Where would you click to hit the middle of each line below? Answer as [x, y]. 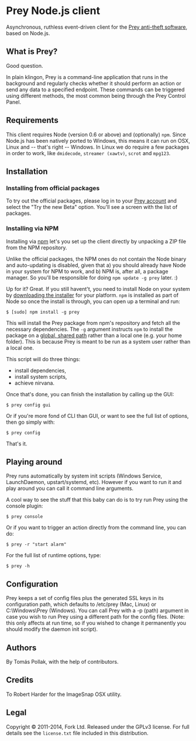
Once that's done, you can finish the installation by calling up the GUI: [90, 394]
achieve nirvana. [34, 383]
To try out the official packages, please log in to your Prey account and [92, 201]
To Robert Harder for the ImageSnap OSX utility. [64, 694]
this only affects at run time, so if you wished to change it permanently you [96, 623]
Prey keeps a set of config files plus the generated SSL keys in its [85, 598]
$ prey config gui [28, 405]
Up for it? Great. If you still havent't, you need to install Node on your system [98, 289]
